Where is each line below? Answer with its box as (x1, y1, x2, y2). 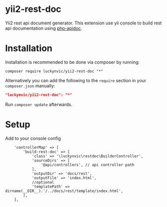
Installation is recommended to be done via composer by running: (5, 59, 140, 65)
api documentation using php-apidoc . (5, 25, 83, 31)
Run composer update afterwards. (5, 101, 73, 107)
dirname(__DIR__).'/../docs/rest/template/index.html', (5, 188, 123, 194)
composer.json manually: (5, 83, 56, 89)
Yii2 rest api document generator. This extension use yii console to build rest (5, 20, 162, 26)
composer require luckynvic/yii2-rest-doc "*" (5, 69, 103, 74)
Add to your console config (5, 135, 61, 141)
